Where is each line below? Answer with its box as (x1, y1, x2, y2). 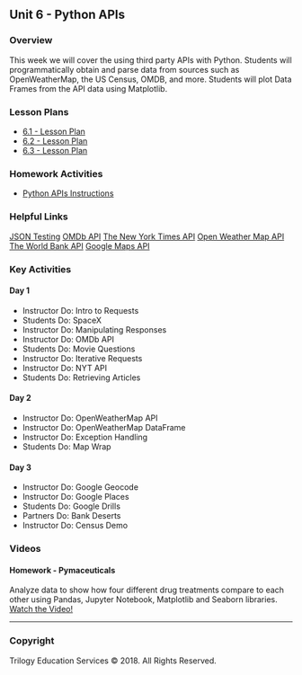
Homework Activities (9, 167, 103, 180)
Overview (9, 34, 53, 47)
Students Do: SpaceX (22, 315, 102, 325)
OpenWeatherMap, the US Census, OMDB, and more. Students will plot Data (9, 74, 292, 84)
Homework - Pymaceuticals (9, 564, 116, 575)
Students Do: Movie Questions (22, 343, 136, 354)
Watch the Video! (9, 604, 74, 615)
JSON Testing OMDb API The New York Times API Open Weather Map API (9, 231, 285, 242)
